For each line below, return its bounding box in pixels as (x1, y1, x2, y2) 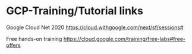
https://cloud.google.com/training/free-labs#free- (63, 35, 186, 42)
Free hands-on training (6, 35, 62, 42)
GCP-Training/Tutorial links (6, 4, 144, 18)
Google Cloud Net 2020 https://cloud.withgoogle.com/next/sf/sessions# (6, 24, 184, 31)
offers (6, 42, 21, 49)
